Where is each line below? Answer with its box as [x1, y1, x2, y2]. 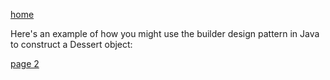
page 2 [10, 58, 40, 69]
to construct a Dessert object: [10, 39, 133, 50]
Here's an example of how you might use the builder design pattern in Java [10, 28, 320, 39]
